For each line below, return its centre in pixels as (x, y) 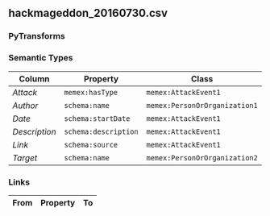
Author (25, 106)
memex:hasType (91, 92)
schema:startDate (97, 118)
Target (25, 158)
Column (34, 78)
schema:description (101, 131)
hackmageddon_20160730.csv (88, 13)
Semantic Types (41, 58)
